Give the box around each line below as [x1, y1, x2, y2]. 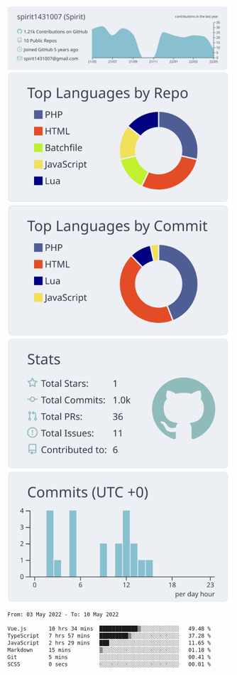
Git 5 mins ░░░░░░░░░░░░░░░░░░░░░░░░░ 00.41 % [7, 654, 211, 661]
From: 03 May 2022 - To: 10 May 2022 [7, 611, 119, 618]
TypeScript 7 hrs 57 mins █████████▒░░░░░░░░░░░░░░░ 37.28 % [7, 632, 211, 639]
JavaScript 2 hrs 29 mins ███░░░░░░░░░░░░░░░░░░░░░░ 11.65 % [7, 639, 211, 647]
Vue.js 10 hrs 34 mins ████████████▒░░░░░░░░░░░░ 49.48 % [7, 625, 211, 632]
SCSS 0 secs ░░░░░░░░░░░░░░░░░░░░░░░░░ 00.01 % [7, 661, 211, 668]
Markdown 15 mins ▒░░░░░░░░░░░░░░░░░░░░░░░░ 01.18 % [7, 647, 211, 654]
